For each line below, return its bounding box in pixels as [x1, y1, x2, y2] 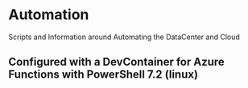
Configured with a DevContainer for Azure [8, 55, 225, 69]
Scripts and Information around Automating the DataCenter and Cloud [8, 32, 240, 42]
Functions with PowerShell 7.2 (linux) [8, 68, 199, 82]
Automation [8, 6, 89, 24]
